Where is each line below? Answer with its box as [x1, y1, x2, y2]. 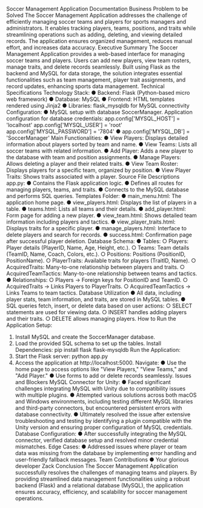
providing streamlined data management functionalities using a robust [15, 475, 190, 482]
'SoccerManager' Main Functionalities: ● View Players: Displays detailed [6, 134, 188, 142]
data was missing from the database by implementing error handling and [15, 450, 197, 456]
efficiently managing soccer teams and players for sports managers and [6, 18, 187, 25]
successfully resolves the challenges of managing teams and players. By [15, 469, 197, 476]
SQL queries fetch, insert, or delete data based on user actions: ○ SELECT [6, 302, 193, 309]
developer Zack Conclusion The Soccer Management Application [15, 462, 178, 470]
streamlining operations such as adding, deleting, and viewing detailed [6, 31, 183, 38]
